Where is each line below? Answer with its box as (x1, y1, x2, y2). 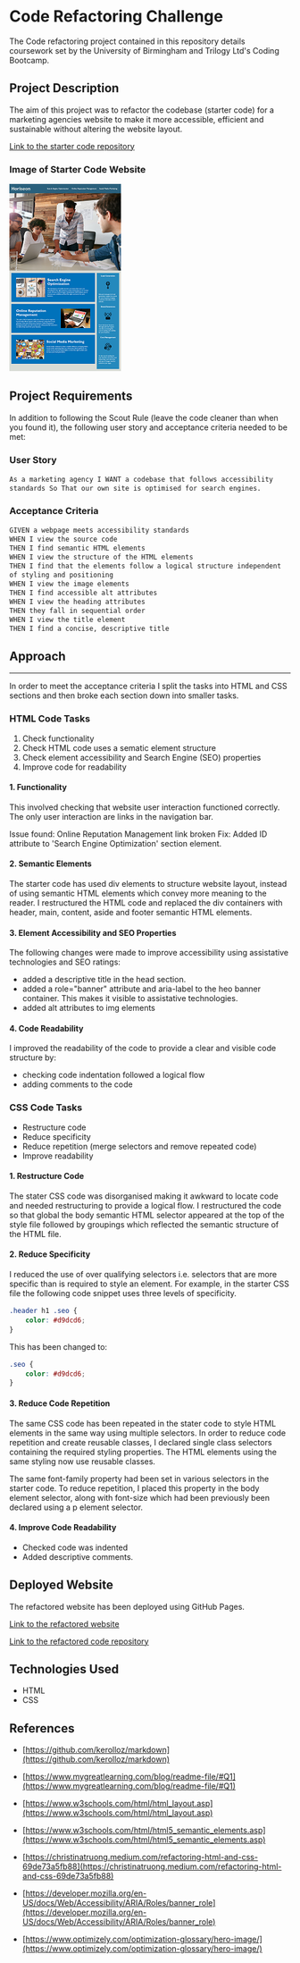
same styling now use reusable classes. (9, 1455, 156, 1467)
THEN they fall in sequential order (9, 606, 146, 616)
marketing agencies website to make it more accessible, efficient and (9, 114, 264, 124)
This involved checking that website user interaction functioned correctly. (9, 802, 280, 813)
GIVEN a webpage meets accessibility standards (9, 526, 190, 535)
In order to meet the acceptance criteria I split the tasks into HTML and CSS (9, 681, 287, 692)
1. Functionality (9, 782, 67, 793)
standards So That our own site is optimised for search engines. (9, 484, 262, 493)
